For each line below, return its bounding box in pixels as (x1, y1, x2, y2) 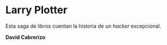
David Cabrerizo (5, 33, 46, 40)
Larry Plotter (5, 3, 67, 17)
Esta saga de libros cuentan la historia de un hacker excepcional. (5, 22, 161, 29)
